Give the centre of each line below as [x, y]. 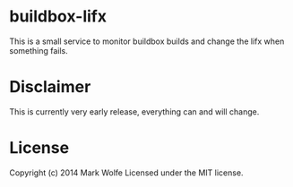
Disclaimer [50, 87]
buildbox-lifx [58, 17]
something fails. [39, 50]
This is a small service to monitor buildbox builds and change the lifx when [147, 41]
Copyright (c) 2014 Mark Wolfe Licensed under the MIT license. [126, 173]
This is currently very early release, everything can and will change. [134, 111]
